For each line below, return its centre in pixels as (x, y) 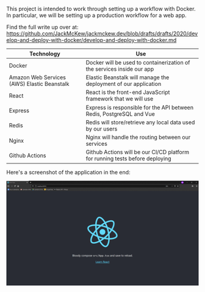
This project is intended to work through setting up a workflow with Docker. (101, 9)
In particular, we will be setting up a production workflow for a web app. (97, 15)
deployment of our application (124, 84)
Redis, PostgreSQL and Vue (120, 114)
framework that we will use (120, 99)
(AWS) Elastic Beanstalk (39, 84)
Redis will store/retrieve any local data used (140, 122)
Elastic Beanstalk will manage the (128, 77)
